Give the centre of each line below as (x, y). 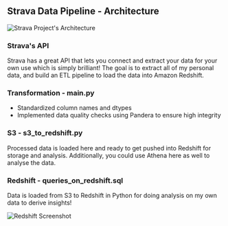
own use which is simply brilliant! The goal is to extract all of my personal (111, 68)
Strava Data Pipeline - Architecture (83, 11)
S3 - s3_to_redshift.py (45, 133)
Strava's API (28, 45)
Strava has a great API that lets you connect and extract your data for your (112, 60)
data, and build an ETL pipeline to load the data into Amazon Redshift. (106, 76)
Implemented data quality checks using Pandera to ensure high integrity (119, 115)
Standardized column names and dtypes (74, 108)
